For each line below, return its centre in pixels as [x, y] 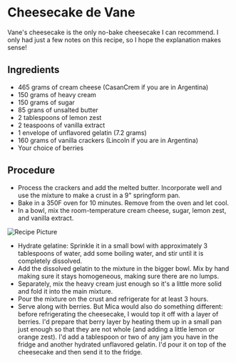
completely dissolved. [50, 261]
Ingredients [34, 70]
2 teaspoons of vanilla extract [61, 125]
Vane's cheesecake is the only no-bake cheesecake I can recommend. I [113, 32]
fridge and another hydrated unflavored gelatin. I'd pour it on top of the [122, 344]
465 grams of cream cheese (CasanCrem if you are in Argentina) [113, 87]
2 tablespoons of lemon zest [60, 117]
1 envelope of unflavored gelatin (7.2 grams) [82, 132]
